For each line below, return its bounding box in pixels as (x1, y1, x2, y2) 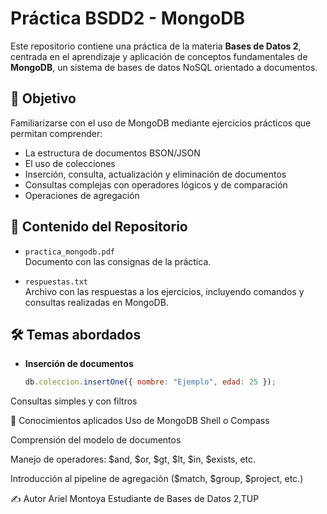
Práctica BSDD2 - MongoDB (10, 7, 245, 30)
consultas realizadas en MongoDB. (24, 296, 169, 308)
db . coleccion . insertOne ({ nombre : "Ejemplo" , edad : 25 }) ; (24, 377, 277, 387)
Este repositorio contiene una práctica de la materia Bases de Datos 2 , (10, 40, 302, 52)
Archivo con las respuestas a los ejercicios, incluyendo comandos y (24, 285, 305, 297)
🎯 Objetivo (10, 90, 77, 107)
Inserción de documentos (24, 358, 134, 370)
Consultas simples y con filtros (10, 395, 138, 407)
